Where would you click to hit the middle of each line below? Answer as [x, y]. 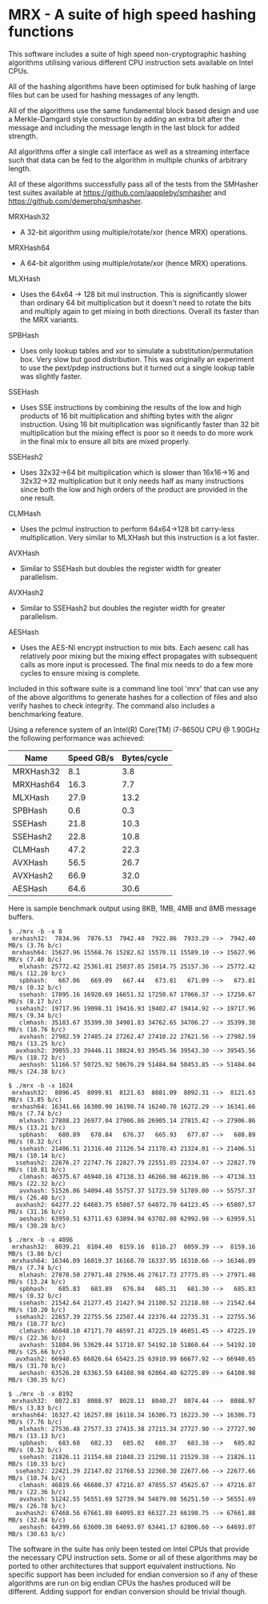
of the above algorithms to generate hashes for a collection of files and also [133, 697]
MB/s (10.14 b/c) [37, 1156]
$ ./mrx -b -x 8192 [41, 1394]
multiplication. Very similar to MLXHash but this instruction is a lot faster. [139, 537]
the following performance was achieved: [77, 738]
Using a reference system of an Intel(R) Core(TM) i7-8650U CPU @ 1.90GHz [134, 730]
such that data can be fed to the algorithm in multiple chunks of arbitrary [128, 160]
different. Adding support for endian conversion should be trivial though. [128, 1591]
